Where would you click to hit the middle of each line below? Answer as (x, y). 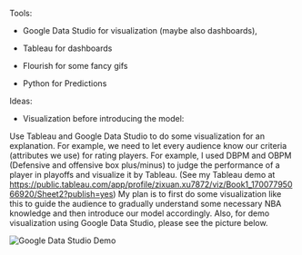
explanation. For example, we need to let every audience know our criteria (148, 146)
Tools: (21, 13)
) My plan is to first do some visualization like (197, 194)
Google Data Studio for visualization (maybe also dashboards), (140, 30)
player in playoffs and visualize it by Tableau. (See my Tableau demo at (142, 175)
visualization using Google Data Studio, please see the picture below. (139, 223)
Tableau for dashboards (67, 48)
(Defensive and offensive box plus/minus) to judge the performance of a (145, 165)
